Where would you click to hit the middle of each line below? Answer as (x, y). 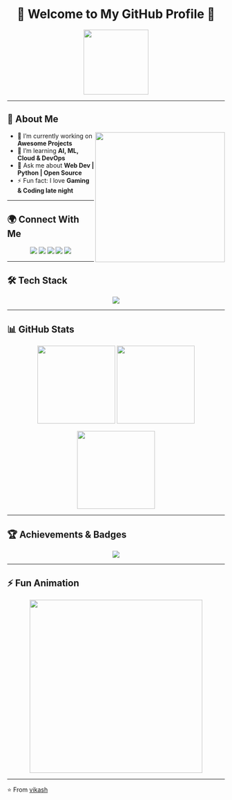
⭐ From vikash (28, 790)
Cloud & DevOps (41, 158)
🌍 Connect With (43, 220)
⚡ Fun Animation (43, 584)
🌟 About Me (33, 119)
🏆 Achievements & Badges (67, 534)
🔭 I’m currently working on (55, 136)
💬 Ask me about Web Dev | (56, 165)
